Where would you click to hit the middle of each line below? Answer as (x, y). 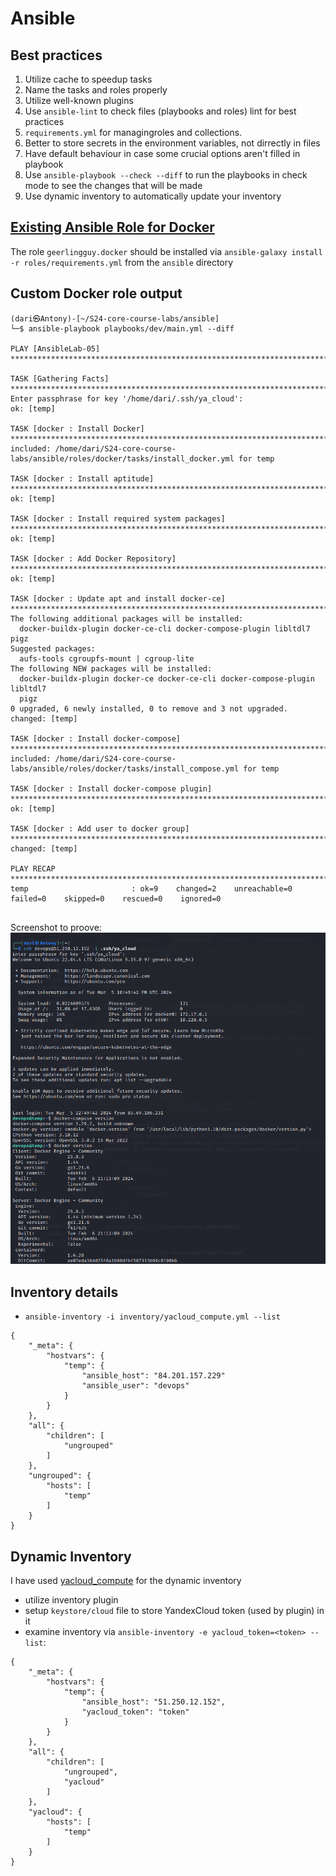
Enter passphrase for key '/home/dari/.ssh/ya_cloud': (127, 398)
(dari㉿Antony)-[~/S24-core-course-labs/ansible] (115, 318)
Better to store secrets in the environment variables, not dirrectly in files (172, 143)
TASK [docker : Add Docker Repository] (93, 558)
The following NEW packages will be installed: (111, 668)
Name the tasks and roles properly (96, 90)
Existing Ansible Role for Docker (112, 227)
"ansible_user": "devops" (135, 1386)
